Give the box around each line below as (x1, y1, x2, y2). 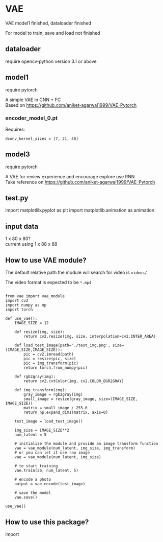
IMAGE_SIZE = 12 (14, 320, 49, 326)
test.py (5, 194, 29, 202)
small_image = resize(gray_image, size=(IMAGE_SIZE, (23, 396, 138, 402)
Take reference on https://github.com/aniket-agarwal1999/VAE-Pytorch (5, 179, 155, 185)
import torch (5, 307, 33, 312)
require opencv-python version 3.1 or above (5, 58, 97, 64)
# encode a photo (14, 477, 51, 482)
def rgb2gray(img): (14, 374, 56, 380)
